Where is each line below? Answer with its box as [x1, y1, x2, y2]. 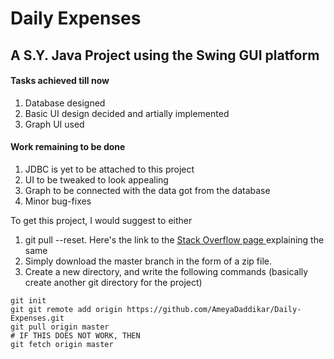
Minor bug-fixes [24, 195, 92, 207]
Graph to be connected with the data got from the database [24, 184, 271, 196]
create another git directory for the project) [24, 276, 203, 288]
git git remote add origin [10, 304, 123, 314]
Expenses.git [10, 313, 65, 323]
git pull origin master [10, 322, 110, 332]
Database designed [24, 97, 106, 109]
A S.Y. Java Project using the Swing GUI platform [10, 47, 320, 64]
